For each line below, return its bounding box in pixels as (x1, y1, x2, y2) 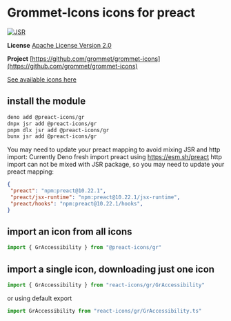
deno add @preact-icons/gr (7, 113, 85, 120)
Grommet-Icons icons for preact (7, 5, 195, 21)
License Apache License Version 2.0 (7, 41, 112, 49)
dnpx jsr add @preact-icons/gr (7, 120, 97, 127)
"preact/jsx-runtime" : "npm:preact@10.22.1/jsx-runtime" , (10, 194, 181, 201)
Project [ (7, 54, 32, 63)
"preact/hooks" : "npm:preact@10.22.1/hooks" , (10, 200, 143, 207)
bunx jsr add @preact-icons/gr (7, 133, 97, 140)
